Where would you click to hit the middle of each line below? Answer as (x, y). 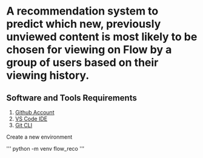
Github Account (35, 112)
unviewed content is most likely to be (102, 37)
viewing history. (48, 75)
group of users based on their (82, 63)
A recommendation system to (82, 11)
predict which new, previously (84, 24)
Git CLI (24, 125)
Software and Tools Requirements (72, 98)
